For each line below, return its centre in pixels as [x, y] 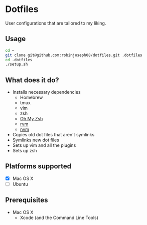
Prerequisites [27, 200]
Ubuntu [20, 184]
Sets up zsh [25, 151]
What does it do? [32, 80]
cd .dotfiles [19, 60]
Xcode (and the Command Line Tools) [59, 217]
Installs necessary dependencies [47, 92]
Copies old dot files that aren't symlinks [53, 135]
